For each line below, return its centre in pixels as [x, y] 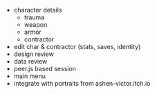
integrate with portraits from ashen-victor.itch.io [82, 83]
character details [38, 10]
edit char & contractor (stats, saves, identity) [77, 47]
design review [34, 54]
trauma [34, 17]
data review [30, 61]
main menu [30, 76]
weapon [36, 25]
